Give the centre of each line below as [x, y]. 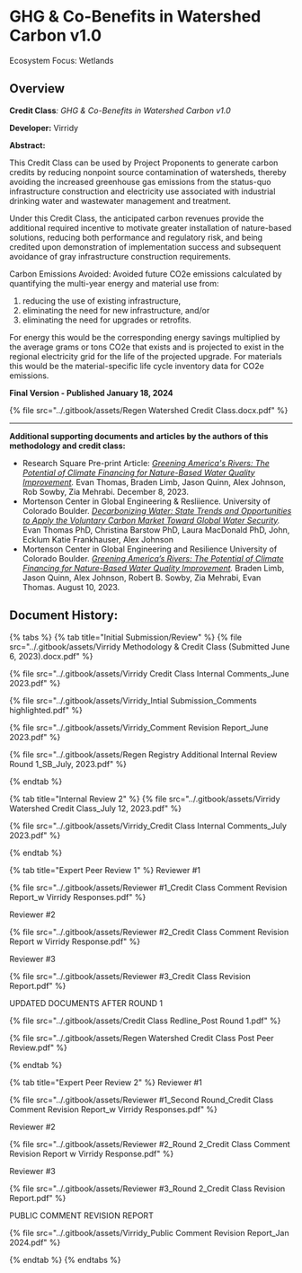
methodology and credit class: [67, 446]
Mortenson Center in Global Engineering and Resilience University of [150, 549]
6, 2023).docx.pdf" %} [51, 656]
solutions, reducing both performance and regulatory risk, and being [136, 237]
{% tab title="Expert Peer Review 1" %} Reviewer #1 [105, 870]
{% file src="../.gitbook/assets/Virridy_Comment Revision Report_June [139, 727]
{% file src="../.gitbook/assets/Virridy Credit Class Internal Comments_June [149, 673]
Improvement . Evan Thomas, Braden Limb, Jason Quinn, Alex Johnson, [154, 482]
